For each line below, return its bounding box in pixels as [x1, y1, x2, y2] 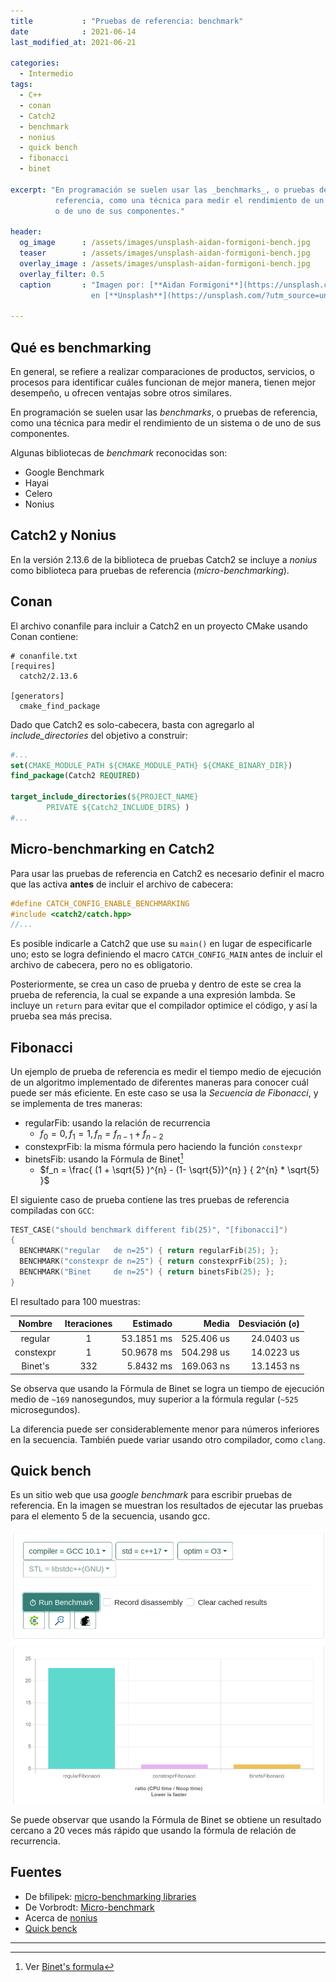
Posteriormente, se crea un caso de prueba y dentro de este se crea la [10, 978, 302, 990]
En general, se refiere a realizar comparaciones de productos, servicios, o [10, 366, 315, 378]
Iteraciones [64, 1318, 113, 1330]
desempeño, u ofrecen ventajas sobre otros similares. [10, 387, 232, 399]
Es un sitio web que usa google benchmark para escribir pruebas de [10, 1489, 293, 1501]
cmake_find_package [19, 701, 101, 711]
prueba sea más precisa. [10, 1010, 113, 1022]
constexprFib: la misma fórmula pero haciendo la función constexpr [24, 1140, 303, 1152]
